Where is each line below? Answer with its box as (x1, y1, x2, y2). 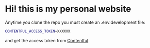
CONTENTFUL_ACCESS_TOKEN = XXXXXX (5, 29, 70, 33)
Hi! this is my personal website (5, 3, 131, 15)
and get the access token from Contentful (5, 37, 88, 43)
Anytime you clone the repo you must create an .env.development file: (5, 19, 146, 25)
